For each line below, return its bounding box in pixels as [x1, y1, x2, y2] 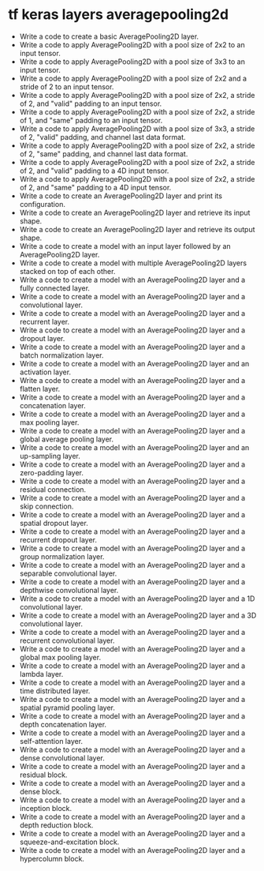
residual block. [19, 770, 68, 779]
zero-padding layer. [19, 467, 84, 477]
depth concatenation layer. [19, 719, 107, 729]
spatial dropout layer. [19, 518, 88, 527]
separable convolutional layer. [19, 569, 117, 578]
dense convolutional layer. [19, 753, 105, 763]
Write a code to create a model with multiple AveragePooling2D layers [19, 258, 247, 268]
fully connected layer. [19, 283, 91, 293]
